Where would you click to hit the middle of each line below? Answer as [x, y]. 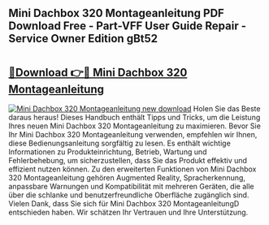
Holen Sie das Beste [227, 108]
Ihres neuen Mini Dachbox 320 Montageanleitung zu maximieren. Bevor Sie [135, 126]
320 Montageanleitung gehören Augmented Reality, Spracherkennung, [127, 177]
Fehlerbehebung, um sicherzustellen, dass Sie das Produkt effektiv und [128, 160]
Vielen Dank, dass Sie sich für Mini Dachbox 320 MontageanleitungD [124, 203]
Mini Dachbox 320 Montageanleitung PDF [117, 13]
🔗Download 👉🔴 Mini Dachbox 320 [98, 72]
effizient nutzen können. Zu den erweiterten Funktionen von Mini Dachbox [132, 169]
